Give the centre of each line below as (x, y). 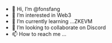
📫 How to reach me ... (39, 34)
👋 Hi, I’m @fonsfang (36, 9)
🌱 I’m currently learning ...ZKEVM (52, 21)
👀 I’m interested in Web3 (42, 15)
